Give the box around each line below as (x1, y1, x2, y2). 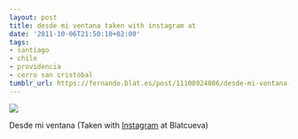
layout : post (9, 12, 58, 22)
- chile (9, 54, 38, 63)
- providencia (9, 63, 62, 72)
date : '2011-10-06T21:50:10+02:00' (9, 29, 141, 38)
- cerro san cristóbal (9, 71, 93, 80)
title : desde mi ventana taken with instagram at (9, 21, 197, 30)
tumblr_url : (9, 79, 53, 88)
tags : (9, 37, 29, 47)
